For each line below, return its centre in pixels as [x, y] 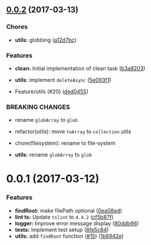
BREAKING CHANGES [38, 107]
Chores [17, 27]
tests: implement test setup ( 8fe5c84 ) [62, 229]
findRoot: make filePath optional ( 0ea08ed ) [68, 210]
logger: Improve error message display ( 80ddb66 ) [77, 223]
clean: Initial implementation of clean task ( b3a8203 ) [80, 68]
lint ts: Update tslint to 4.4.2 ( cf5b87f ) [64, 217]
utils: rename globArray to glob [53, 155]
